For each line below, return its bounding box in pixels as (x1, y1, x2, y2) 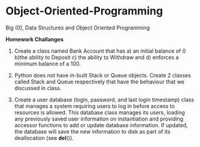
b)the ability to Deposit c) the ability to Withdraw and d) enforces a (14, 53, 179, 61)
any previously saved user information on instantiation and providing (14, 115, 184, 122)
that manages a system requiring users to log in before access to (14, 102, 175, 109)
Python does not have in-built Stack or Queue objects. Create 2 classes (14, 71, 191, 79)
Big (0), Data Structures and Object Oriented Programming (5, 24, 150, 31)
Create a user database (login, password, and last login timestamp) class (14, 96, 195, 103)
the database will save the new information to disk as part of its (14, 128, 171, 135)
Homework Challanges (5, 35, 64, 43)
